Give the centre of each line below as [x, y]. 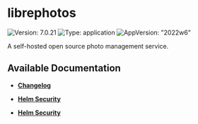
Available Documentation [64, 68]
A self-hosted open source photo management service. [88, 46]
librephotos [42, 13]
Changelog [34, 85]
